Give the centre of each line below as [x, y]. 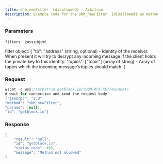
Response [17, 125]
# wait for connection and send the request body [56, 94]
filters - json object [26, 41]
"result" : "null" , [32, 139]
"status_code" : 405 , [34, 148]
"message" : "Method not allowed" [48, 153]
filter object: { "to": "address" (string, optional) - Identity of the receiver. [77, 51]
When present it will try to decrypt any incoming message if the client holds [81, 56]
